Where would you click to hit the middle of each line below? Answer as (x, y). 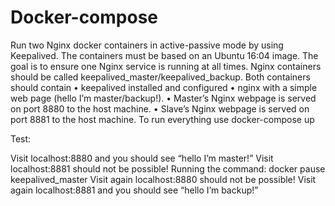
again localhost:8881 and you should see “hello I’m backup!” (134, 190)
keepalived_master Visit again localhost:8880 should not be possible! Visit (163, 179)
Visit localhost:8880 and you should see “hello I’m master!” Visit (142, 158)
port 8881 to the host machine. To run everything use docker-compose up (162, 119)
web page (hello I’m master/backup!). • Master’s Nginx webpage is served (163, 98)
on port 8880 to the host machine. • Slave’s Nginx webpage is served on (160, 108)
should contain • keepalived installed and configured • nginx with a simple (164, 87)
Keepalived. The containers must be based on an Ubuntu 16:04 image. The (164, 55)
